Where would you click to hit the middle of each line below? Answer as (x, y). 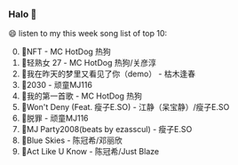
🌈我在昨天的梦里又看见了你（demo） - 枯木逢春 (108, 74)
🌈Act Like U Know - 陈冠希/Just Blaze (90, 152)
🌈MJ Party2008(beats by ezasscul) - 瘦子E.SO (107, 130)
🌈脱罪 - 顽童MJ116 (55, 118)
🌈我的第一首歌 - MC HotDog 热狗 (82, 96)
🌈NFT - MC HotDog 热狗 (66, 51)
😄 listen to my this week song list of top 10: (88, 34)
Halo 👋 (23, 14)
